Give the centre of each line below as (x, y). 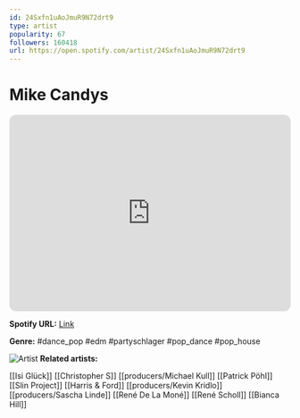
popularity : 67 (37, 34)
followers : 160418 (43, 42)
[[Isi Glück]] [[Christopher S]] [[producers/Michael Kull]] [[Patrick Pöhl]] (141, 376)
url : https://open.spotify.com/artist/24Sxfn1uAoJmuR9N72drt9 (127, 51)
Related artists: (69, 359)
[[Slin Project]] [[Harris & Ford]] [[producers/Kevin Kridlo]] (116, 386)
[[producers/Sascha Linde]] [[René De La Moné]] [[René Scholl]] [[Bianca (144, 395)
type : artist (33, 26)
